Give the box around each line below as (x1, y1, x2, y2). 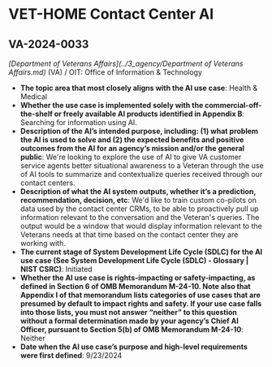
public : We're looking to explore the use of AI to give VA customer (19, 152, 242, 162)
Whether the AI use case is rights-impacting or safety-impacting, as (19, 273, 256, 283)
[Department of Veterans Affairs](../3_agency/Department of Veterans (8, 58, 244, 68)
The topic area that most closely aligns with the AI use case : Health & (19, 83, 258, 93)
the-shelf (19, 109, 53, 119)
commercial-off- (204, 101, 262, 110)
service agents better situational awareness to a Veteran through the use (19, 161, 264, 171)
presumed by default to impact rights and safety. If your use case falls (19, 299, 262, 309)
